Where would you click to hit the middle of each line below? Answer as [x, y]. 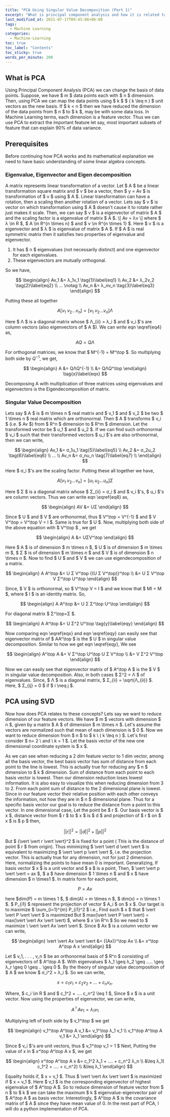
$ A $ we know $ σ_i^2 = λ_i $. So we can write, [55, 973]
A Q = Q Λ [85, 342]
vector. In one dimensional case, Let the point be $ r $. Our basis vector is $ [84, 810]
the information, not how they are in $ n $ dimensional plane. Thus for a [80, 799]
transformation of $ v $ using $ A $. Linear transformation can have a [78, 197]
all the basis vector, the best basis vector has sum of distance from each [81, 761]
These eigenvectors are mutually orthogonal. [59, 260]
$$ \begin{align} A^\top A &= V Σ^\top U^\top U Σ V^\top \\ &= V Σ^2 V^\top [85, 654]
